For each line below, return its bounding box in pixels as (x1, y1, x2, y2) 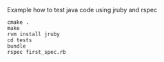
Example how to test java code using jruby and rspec (7, 6, 157, 14)
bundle (7, 43, 26, 50)
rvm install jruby (7, 31, 60, 37)
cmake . (7, 19, 30, 26)
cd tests (7, 37, 32, 44)
